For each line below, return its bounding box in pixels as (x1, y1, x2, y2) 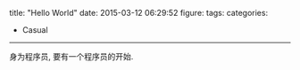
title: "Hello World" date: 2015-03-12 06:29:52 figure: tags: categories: (9, 8, 269, 18)
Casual (21, 25, 48, 35)
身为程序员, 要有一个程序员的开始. (9, 51, 134, 61)
